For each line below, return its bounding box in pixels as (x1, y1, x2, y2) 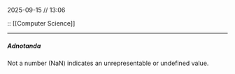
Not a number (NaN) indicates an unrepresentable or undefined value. (7, 59, 209, 67)
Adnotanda (7, 41, 41, 50)
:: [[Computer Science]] (7, 19, 76, 27)
